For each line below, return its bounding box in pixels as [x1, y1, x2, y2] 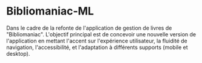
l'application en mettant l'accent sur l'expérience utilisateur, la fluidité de [6, 37, 188, 44]
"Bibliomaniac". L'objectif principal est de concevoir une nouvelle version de [6, 30, 197, 38]
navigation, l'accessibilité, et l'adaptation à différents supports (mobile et [6, 44, 188, 51]
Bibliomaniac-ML [6, 4, 94, 18]
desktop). [6, 50, 30, 57]
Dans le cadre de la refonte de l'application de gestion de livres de [6, 24, 172, 31]
